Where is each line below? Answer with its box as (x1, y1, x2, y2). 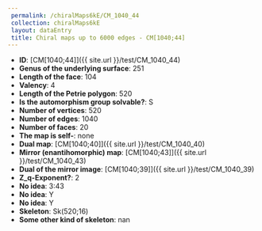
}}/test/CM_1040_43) (18, 156, 87, 166)
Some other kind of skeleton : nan (18, 215, 130, 225)
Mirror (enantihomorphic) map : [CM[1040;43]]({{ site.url (18, 148, 207, 157)
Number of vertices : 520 (18, 106, 102, 116)
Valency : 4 (18, 81, 56, 90)
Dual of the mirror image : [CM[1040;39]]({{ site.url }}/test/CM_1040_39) (18, 165, 255, 174)
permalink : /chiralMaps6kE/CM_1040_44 (10, 11, 140, 20)
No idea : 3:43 (18, 181, 64, 191)
